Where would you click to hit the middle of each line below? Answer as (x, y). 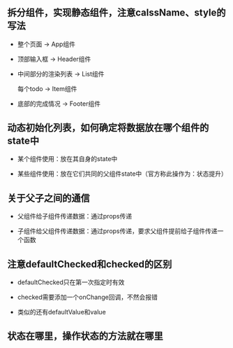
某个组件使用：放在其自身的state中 (67, 159)
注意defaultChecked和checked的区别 (90, 264)
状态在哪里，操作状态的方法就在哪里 (85, 336)
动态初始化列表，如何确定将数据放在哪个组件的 (108, 128)
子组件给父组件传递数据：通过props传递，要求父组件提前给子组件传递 (117, 231)
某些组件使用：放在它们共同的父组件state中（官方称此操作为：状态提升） (122, 174)
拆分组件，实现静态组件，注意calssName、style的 (116, 13)
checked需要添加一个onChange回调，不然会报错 (88, 297)
